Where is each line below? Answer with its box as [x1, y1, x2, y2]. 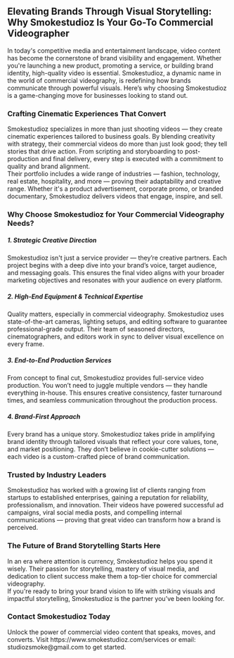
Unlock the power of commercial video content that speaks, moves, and [7, 628, 216, 636]
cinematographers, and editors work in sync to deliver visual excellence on [7, 332, 224, 341]
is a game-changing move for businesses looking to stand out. [7, 91, 188, 99]
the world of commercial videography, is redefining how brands [7, 76, 191, 84]
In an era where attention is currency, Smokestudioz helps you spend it [7, 557, 213, 565]
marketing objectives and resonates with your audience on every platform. [7, 276, 223, 284]
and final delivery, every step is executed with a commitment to [40, 155, 223, 163]
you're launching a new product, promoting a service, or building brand [7, 61, 214, 70]
